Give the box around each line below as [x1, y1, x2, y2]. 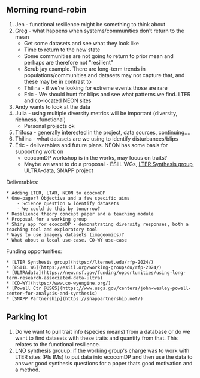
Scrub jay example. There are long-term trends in [23, 65, 146, 72]
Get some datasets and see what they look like [23, 39, 140, 47]
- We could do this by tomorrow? [17, 206, 101, 212]
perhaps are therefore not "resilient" [23, 59, 114, 66]
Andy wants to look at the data [14, 103, 91, 110]
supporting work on [14, 148, 64, 155]
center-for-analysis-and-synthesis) [6, 290, 98, 297]
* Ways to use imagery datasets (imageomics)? [6, 231, 125, 238]
